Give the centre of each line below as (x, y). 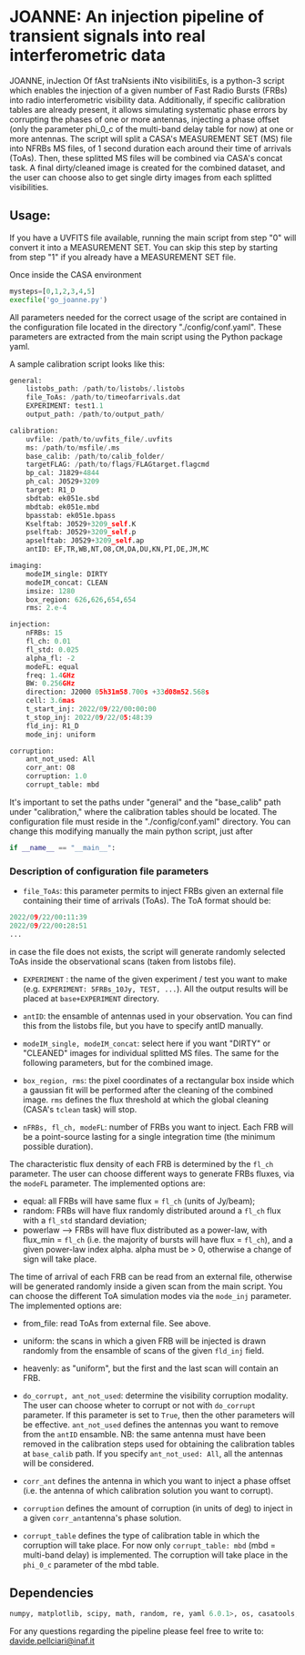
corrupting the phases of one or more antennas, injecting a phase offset (144, 119)
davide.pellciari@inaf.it (52, 1641)
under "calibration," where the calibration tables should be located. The (143, 811)
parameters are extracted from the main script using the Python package (146, 336)
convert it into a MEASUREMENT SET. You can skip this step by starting (144, 247)
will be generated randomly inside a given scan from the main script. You (146, 1286)
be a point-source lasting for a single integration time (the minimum (149, 1136)
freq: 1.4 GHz (51, 675)
